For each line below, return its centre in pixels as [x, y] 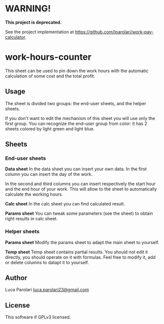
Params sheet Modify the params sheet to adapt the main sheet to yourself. [82, 242]
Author [16, 278]
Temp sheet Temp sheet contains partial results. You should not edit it [77, 252]
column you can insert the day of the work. [49, 174]
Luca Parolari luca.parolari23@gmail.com [47, 290]
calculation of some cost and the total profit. [50, 76]
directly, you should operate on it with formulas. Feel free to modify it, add [80, 257]
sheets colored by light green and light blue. [50, 128]
